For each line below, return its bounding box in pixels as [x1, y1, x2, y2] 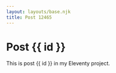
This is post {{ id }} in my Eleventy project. [6, 60, 111, 67]
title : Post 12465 [6, 14, 52, 20]
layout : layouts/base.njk [6, 8, 71, 15]
